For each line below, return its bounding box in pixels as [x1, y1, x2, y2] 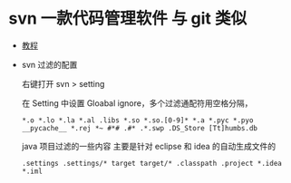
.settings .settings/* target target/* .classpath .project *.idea [21, 159, 282, 168]
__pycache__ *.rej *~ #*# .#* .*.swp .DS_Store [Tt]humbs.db [21, 123, 258, 132]
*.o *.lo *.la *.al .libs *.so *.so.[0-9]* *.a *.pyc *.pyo [21, 115, 254, 125]
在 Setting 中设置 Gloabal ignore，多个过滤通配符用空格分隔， [21, 97, 253, 109]
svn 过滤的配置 [21, 59, 78, 70]
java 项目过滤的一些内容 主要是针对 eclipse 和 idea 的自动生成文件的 [21, 140, 276, 151]
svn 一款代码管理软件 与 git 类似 [8, 8, 247, 29]
